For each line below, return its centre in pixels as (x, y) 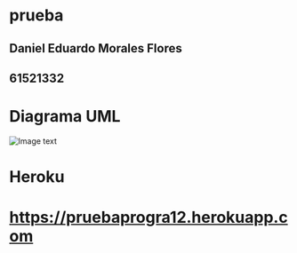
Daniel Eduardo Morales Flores (96, 48)
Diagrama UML (65, 117)
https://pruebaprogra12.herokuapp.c (148, 217)
